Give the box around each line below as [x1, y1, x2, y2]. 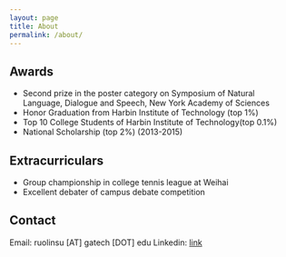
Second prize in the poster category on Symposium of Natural [22, 88, 255, 99]
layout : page [9, 13, 59, 23]
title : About [9, 22, 59, 31]
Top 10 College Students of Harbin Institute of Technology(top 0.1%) [22, 117, 278, 128]
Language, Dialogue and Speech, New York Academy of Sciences [22, 97, 271, 109]
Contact [9, 213, 56, 228]
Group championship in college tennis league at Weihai [22, 177, 229, 187]
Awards [9, 64, 54, 79]
